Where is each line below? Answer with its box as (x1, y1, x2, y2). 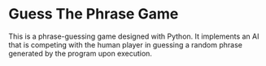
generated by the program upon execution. (8, 48, 153, 58)
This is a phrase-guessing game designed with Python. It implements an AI (8, 31, 259, 41)
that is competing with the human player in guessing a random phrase (8, 39, 242, 49)
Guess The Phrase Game (8, 5, 179, 23)
